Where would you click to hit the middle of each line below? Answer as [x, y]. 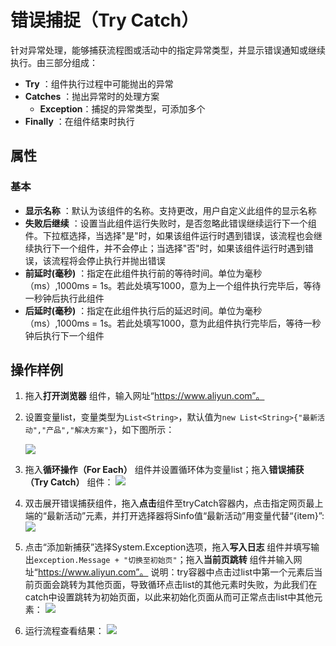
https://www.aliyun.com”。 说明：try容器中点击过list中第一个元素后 [176, 572]
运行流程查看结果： [64, 631]
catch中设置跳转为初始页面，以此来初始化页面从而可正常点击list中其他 [169, 597]
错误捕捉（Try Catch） [105, 20]
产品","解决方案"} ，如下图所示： [110, 430]
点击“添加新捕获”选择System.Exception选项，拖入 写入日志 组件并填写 [168, 547]
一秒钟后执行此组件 [64, 298]
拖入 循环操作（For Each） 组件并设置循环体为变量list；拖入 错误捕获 [164, 470]
